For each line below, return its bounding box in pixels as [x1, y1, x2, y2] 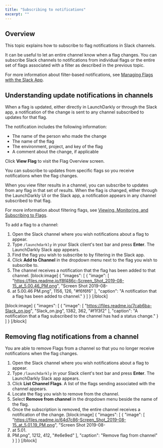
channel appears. [12, 386, 47, 392]
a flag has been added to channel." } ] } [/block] [12, 293, 108, 299]
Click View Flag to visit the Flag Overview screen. [5, 158, 105, 164]
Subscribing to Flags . [5, 212, 48, 218]
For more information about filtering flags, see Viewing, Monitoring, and [5, 207, 148, 213]
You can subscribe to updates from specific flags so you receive [5, 168, 134, 173]
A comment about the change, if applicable [12, 149, 99, 155]
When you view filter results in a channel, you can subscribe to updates [5, 182, 148, 188]
